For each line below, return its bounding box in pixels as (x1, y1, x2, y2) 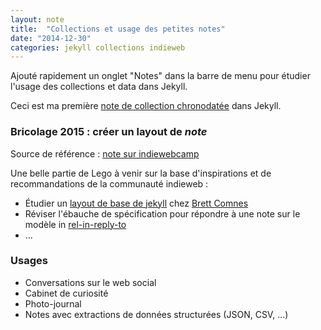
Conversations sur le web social (24, 276, 157, 288)
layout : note (10, 14, 65, 25)
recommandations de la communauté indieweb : (10, 177, 209, 190)
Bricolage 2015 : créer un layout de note (10, 125, 208, 139)
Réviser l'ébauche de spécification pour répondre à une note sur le (24, 207, 301, 220)
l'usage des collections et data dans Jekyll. (10, 81, 188, 93)
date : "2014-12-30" (10, 33, 92, 43)
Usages (10, 254, 48, 268)
